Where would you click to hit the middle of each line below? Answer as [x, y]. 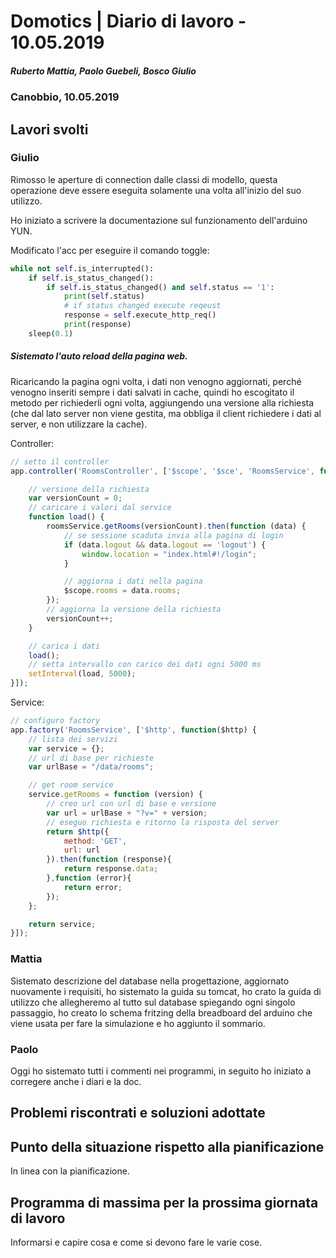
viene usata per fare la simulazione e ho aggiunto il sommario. [138, 1023]
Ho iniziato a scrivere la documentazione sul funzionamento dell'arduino [159, 220]
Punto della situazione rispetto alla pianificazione [167, 1146]
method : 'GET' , [95, 841]
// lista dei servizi [73, 739]
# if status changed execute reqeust [142, 306]
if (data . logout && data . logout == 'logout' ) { [165, 545]
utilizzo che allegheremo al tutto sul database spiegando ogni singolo [153, 1002]
